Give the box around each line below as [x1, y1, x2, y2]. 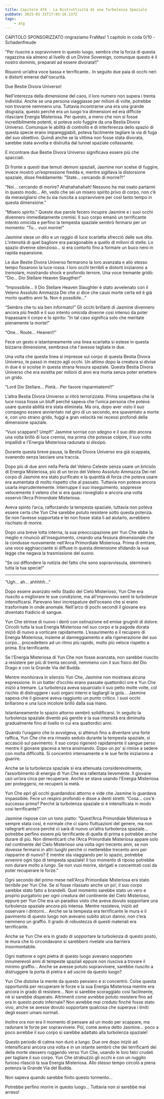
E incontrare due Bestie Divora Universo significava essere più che [5, 149, 139, 155]
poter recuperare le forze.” [5, 868, 59, 874]
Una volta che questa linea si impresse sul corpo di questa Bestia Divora [5, 354, 150, 360]
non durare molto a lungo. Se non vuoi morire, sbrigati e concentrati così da [5, 862, 157, 868]
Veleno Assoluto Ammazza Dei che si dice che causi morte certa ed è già [5, 290, 152, 295]
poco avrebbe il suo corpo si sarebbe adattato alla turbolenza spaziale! [5, 1029, 148, 1035]
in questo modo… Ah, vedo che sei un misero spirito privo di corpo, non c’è [5, 189, 156, 195]
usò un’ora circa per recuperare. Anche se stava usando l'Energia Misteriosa [5, 776, 159, 782]
